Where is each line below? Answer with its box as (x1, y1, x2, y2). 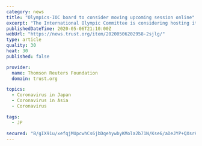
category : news (6, 8, 44, 15)
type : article (6, 37, 42, 43)
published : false (6, 53, 50, 59)
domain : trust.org (11, 76, 58, 82)
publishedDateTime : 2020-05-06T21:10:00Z (6, 25, 112, 32)
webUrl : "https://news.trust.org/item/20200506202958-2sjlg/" (6, 31, 165, 37)
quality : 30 (6, 43, 36, 49)
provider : (6, 64, 31, 70)
